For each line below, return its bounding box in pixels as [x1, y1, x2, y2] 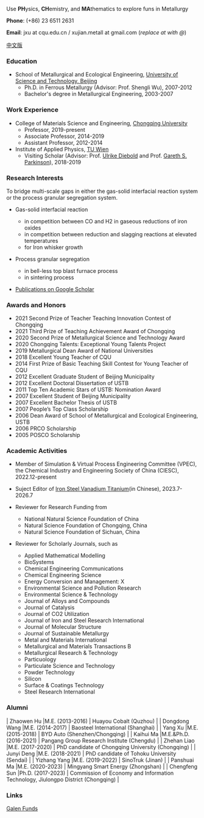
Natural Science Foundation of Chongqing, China [24, 522, 147, 529]
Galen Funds [6, 805, 38, 813]
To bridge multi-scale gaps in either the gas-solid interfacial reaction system [6, 187, 198, 195]
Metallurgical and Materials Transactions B [24, 643, 132, 650]
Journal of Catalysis [24, 604, 75, 611]
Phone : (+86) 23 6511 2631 [6, 17, 74, 24]
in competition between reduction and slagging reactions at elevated [24, 230, 197, 237]
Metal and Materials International [24, 636, 107, 643]
